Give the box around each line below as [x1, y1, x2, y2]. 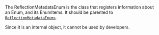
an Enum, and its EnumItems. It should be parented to [5, 9, 113, 15]
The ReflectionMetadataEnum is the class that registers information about [5, 4, 154, 10]
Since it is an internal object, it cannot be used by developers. [5, 24, 130, 30]
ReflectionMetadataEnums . [5, 15, 57, 20]
